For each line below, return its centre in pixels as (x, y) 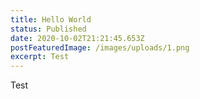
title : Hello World (51, 19)
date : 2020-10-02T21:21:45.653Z (77, 38)
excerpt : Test (40, 57)
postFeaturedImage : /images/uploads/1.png (100, 47)
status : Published (48, 29)
